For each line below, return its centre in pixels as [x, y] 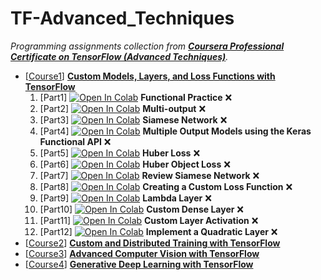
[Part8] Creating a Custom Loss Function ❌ [166, 186]
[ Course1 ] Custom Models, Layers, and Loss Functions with [150, 76]
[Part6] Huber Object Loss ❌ [135, 164]
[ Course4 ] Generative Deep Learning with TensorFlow [139, 264]
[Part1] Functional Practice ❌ [136, 97]
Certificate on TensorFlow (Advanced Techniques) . [119, 56]
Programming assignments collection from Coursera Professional [147, 46]
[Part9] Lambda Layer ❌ [125, 198]
